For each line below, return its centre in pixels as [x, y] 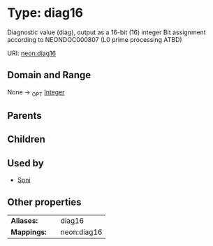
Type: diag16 [45, 13]
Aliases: [24, 220]
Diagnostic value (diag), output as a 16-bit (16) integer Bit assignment [106, 32]
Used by [25, 163]
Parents [24, 116]
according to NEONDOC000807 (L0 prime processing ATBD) [95, 39]
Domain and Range [49, 75]
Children [26, 139]
